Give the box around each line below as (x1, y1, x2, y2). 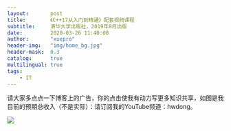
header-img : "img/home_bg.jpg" (7, 42, 103, 49)
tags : (7, 68, 23, 74)
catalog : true (7, 55, 63, 62)
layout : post (7, 10, 63, 17)
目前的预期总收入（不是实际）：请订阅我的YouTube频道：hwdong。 (7, 103, 197, 111)
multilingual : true (7, 61, 63, 68)
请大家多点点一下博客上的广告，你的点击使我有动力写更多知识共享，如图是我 (7, 94, 224, 102)
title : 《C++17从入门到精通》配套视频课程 (7, 17, 135, 23)
